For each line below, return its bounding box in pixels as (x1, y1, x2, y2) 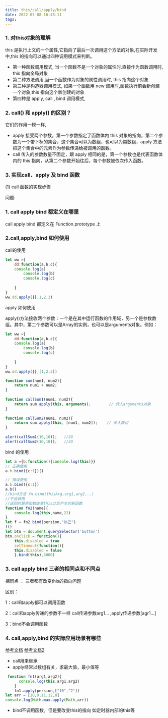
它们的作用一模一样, (5, 122, 47, 128)
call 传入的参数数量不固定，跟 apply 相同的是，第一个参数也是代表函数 (12, 151, 158, 157)
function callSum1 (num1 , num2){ (5, 397, 73, 402)
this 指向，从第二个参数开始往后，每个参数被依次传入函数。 (22, 157, 146, 163)
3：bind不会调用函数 (5, 621, 48, 627)
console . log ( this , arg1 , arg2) (18, 679, 80, 684)
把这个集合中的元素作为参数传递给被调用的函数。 (12, 145, 114, 151)
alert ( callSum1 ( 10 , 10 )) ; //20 (5, 434, 73, 439)
